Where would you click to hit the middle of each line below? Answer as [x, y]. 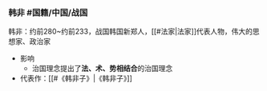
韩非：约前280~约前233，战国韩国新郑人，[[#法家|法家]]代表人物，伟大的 [131, 32]
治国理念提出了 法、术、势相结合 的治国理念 [102, 69]
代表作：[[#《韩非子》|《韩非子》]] [76, 78]
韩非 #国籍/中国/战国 [48, 12]
